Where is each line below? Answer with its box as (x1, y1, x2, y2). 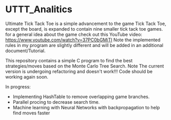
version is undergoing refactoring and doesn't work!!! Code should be (5, 68, 153, 75)
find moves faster (12, 110, 50, 116)
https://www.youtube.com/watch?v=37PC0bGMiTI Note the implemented (5, 37, 161, 43)
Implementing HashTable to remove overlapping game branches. (12, 93, 150, 100)
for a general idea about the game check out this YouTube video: (5, 31, 142, 37)
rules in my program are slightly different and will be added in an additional (5, 42, 163, 48)
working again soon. (5, 74, 49, 80)
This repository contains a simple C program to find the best (5, 57, 133, 63)
